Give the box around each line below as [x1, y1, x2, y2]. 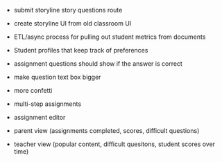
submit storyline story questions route [13, 6, 123, 14]
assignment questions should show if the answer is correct [13, 60, 182, 68]
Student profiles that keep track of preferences [13, 46, 148, 54]
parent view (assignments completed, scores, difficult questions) [13, 127, 200, 134]
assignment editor [13, 114, 66, 121]
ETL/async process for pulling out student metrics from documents [13, 33, 206, 41]
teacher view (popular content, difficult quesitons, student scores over [13, 140, 216, 148]
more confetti [13, 87, 53, 94]
